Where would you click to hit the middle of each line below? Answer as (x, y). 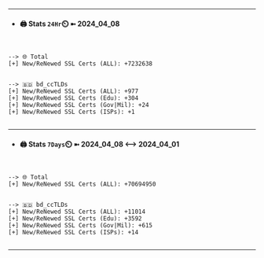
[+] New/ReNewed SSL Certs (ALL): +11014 (77, 212)
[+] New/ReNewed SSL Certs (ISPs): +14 (73, 233)
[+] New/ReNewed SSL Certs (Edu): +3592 (75, 219)
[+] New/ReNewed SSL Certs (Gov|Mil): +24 (79, 105)
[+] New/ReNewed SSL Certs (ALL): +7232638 (81, 64)
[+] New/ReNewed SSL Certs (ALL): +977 (73, 91)
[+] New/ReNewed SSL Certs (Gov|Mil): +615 (81, 226)
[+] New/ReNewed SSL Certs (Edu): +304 (73, 98)
